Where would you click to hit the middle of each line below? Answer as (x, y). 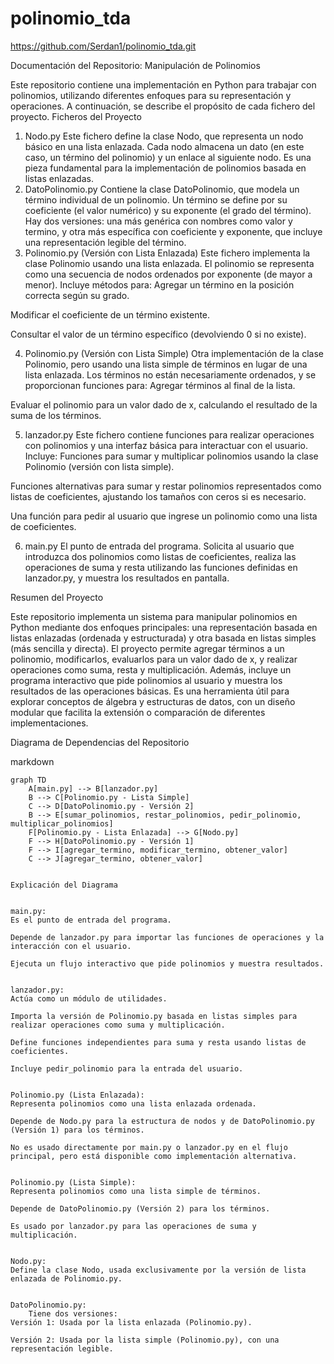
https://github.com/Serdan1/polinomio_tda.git (103, 46)
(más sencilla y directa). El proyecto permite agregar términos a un (147, 648)
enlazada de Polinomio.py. (66, 1278)
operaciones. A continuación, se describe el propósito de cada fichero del (163, 106)
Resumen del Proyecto (57, 597)
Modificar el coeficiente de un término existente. (110, 314)
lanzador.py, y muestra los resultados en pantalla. (127, 578)
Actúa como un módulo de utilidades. (89, 998)
